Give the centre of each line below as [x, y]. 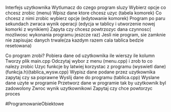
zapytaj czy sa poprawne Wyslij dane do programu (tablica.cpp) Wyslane [82, 77]
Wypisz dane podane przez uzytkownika [113, 72]
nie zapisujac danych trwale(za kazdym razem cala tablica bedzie [75, 40]
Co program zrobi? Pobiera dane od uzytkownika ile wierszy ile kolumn [80, 55]
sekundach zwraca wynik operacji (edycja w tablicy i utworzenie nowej [80, 24]
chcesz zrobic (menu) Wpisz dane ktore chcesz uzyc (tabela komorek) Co [84, 13]
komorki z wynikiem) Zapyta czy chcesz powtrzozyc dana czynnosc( [78, 29]
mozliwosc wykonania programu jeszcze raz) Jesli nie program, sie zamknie [85, 35]
